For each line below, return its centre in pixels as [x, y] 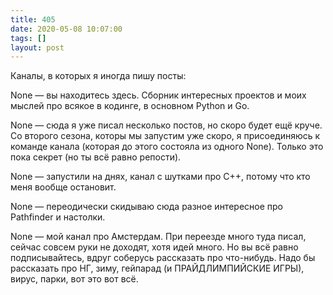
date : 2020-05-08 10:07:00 [66, 29]
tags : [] [28, 38]
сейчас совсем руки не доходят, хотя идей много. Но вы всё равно [154, 247]
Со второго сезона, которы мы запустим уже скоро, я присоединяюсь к [165, 136]
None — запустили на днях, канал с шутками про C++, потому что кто [160, 177]
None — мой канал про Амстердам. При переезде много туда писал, [158, 237]
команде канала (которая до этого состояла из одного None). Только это [167, 147]
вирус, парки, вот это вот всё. [74, 279]
